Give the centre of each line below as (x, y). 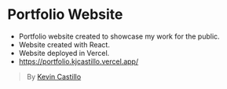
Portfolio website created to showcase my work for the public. (119, 36)
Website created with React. (64, 44)
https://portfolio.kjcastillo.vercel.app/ (79, 61)
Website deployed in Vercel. (64, 53)
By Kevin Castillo (54, 76)
